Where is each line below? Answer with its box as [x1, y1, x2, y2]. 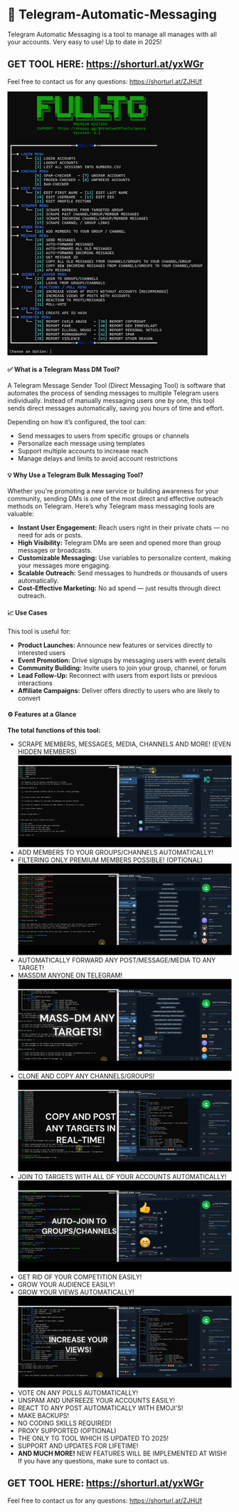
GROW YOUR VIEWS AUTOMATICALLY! [17, 1288, 134, 1297]
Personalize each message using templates [17, 439, 146, 448]
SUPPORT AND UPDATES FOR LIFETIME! [17, 1441, 139, 1450]
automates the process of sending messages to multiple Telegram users [7, 389, 219, 398]
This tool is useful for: [7, 627, 71, 635]
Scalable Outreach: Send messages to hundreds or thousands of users [17, 569, 228, 577]
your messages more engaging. [17, 561, 111, 570]
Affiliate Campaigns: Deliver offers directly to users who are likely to [17, 686, 221, 694]
